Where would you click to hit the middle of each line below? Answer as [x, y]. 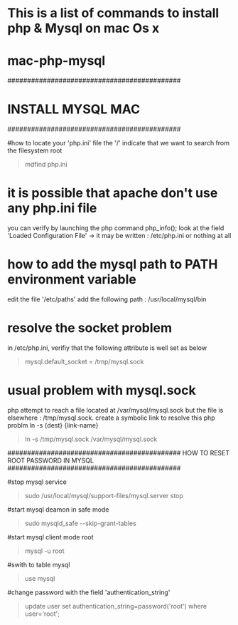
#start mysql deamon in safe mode [58, 509]
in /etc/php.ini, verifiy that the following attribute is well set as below [107, 348]
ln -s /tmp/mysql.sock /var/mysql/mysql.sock [91, 439]
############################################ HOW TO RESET [119, 453]
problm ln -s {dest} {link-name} [53, 425]
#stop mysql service [37, 482]
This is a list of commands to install [113, 13]
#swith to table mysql [39, 564]
